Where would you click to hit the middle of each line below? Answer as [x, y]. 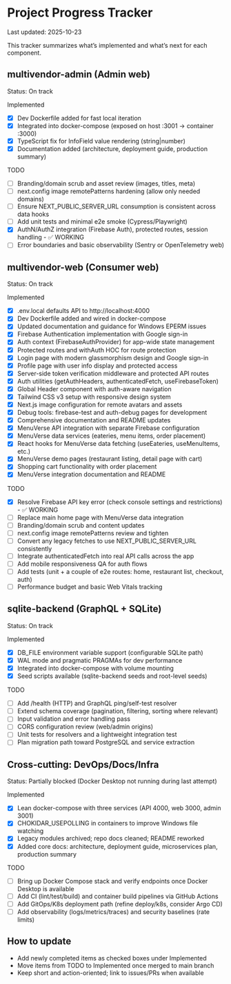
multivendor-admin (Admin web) [79, 74]
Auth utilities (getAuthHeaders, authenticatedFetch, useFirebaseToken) [118, 381]
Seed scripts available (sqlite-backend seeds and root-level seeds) [112, 676]
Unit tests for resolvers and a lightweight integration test [97, 735]
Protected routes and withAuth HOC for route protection [97, 350]
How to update [39, 941]
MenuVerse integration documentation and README [91, 474]
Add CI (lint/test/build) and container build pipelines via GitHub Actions [118, 896]
